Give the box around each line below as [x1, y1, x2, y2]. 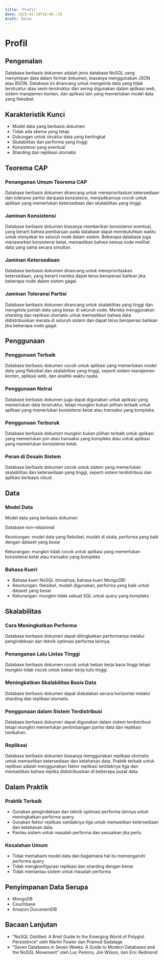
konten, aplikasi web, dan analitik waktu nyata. [5, 373, 99, 379]
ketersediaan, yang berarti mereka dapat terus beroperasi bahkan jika [5, 273, 146, 279]
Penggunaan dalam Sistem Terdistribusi [5, 708, 102, 715]
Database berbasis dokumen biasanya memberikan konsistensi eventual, [5, 224, 152, 229]
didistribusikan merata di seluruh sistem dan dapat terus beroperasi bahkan [5, 317, 158, 323]
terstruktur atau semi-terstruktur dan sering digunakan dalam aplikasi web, [5, 85, 156, 91]
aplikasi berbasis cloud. [5, 475, 53, 480]
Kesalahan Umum [5, 842, 48, 848]
